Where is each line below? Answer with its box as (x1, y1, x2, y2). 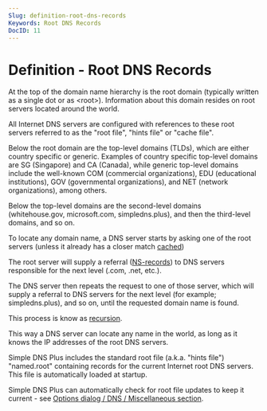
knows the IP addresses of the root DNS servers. (8, 338, 169, 347)
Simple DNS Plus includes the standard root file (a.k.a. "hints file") (8, 353, 225, 362)
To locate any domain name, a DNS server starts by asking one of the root (8, 233, 251, 243)
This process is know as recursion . (8, 314, 123, 323)
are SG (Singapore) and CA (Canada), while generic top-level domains (8, 160, 239, 170)
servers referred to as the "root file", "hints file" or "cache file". (8, 128, 214, 138)
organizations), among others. (8, 186, 108, 195)
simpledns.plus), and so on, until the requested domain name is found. (8, 298, 239, 307)
